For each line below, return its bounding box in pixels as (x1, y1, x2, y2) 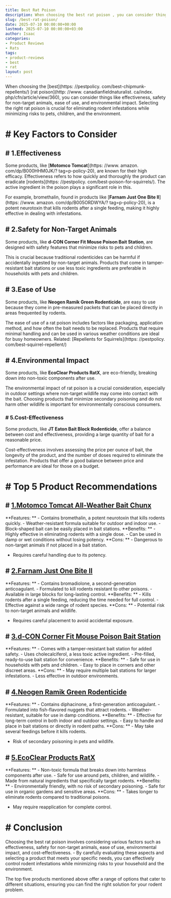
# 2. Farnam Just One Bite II (5, 566, 93, 576)
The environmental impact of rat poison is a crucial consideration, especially (5, 385, 165, 391)
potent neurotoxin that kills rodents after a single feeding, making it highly (5, 205, 159, 211)
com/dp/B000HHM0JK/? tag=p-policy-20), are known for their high (5, 168, 148, 174)
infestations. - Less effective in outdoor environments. (5, 673, 119, 679)
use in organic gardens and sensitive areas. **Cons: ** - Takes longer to (5, 789, 159, 795)
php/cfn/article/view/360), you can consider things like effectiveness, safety (5, 94, 166, 100)
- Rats (5, 46, 19, 51)
